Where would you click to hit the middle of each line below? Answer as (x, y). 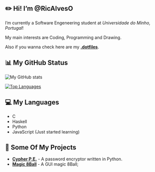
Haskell (19, 122)
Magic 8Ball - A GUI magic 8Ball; (45, 164)
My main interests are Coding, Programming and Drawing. (63, 37)
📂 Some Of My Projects (41, 147)
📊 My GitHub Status (37, 63)
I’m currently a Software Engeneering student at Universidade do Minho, (78, 23)
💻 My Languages (32, 103)
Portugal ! (14, 28)
